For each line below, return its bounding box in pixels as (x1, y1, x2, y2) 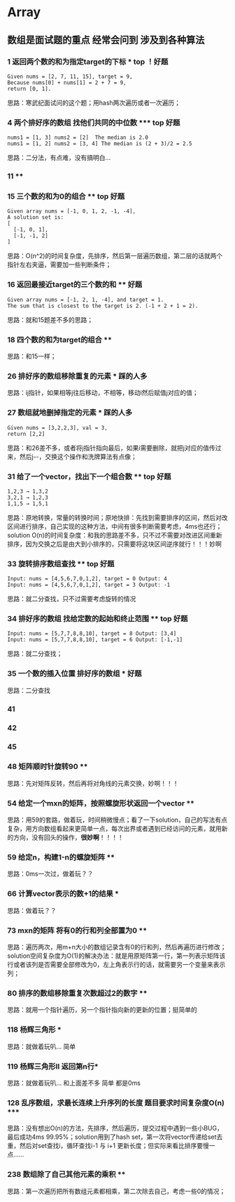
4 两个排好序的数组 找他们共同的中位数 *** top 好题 (7, 117, 180, 127)
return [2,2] (7, 430, 45, 437)
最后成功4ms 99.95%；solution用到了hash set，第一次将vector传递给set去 (7, 1133, 223, 1141)
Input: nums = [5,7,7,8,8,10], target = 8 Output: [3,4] (7, 630, 177, 637)
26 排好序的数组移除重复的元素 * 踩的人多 (7, 371, 148, 381)
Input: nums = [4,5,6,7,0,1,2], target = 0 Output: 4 (7, 575, 168, 582)
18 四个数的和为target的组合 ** (7, 335, 112, 345)
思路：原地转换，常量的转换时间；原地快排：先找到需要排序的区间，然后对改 (7, 513, 228, 521)
